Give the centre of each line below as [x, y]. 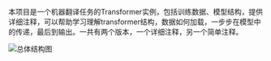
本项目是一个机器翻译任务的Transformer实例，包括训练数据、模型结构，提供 [136, 12]
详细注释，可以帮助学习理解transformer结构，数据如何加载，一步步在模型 [131, 22]
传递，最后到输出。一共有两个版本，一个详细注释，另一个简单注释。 [129, 32]
